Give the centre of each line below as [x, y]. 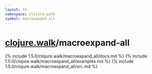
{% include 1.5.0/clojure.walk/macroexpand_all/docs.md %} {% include [76, 56]
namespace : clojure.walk [30, 14]
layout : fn [16, 9]
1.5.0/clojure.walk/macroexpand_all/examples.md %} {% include [69, 61]
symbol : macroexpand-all [30, 18]
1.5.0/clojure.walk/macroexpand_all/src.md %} [51, 67]
